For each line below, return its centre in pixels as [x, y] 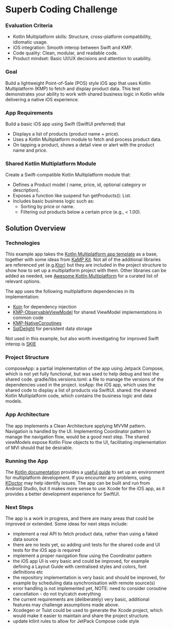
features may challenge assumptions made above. [66, 605]
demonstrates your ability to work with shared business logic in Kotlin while [85, 94]
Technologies [23, 243]
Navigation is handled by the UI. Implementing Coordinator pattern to [78, 431]
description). [26, 190]
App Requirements [29, 113]
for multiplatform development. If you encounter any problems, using [78, 477]
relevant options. [23, 282]
